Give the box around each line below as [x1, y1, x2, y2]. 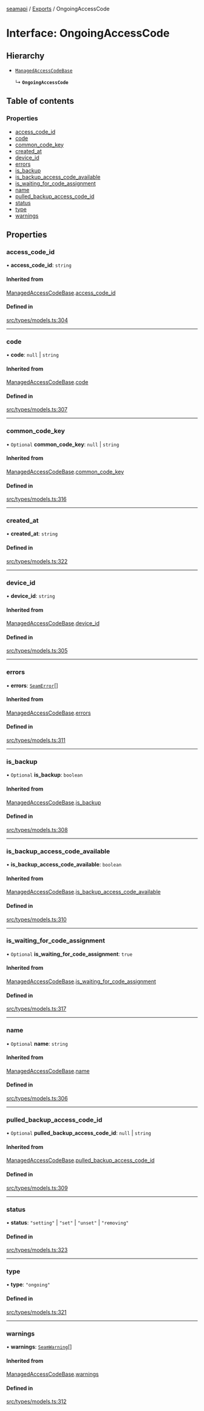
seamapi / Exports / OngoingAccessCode [6, 5, 110, 12]
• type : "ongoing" [6, 1281, 50, 1288]
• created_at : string [6, 530, 58, 537]
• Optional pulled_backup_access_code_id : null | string [6, 1130, 152, 1137]
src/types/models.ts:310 [6, 916, 67, 923]
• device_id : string [6, 592, 55, 599]
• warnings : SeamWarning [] [6, 1343, 72, 1350]
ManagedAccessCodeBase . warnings [6, 1370, 99, 1378]
